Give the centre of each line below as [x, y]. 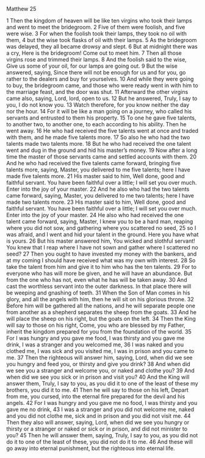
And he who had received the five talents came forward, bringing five [94, 163]
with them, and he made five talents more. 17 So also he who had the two [98, 137]
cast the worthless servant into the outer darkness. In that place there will [99, 286]
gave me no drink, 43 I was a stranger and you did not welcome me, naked [100, 409]
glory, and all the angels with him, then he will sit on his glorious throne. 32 [100, 299]
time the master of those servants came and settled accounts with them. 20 [102, 157]
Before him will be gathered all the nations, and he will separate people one [101, 306]
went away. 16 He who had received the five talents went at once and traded [103, 131]
